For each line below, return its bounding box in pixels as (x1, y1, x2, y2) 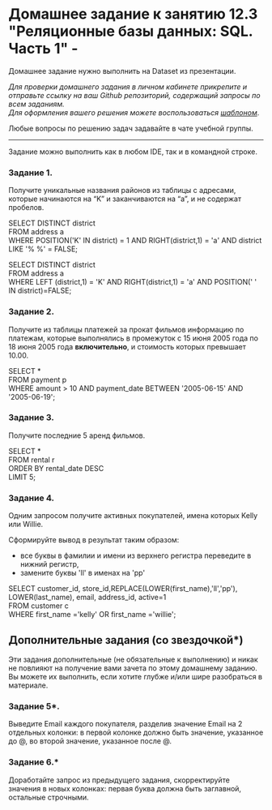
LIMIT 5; (8, 472, 36, 482)
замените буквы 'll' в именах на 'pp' (19, 568, 146, 578)
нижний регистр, (19, 559, 79, 569)
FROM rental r (8, 455, 55, 465)
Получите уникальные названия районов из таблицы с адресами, (8, 186, 236, 195)
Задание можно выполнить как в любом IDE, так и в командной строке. (8, 147, 257, 156)
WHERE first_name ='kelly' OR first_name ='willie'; (8, 610, 176, 619)
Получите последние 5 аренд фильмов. (8, 431, 146, 440)
